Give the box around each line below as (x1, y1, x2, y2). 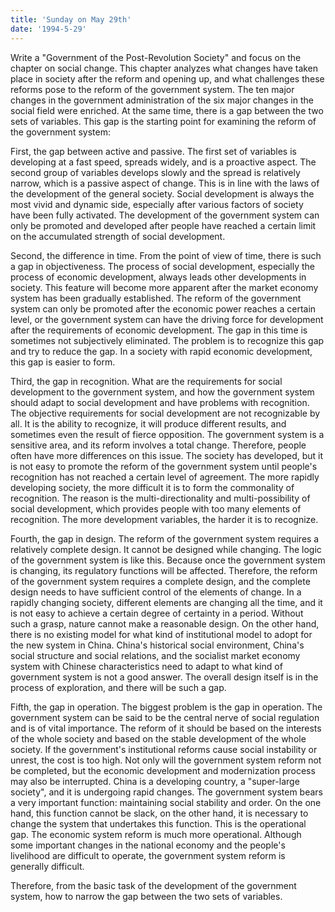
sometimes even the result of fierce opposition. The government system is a (10, 428, 325, 440)
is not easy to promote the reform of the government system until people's (10, 460, 318, 472)
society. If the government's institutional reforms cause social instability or (10, 743, 318, 755)
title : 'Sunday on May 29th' (10, 14, 132, 25)
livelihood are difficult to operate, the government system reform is (10, 849, 286, 861)
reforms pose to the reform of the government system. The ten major (10, 83, 295, 95)
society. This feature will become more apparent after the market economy (10, 281, 319, 293)
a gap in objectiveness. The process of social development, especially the (10, 260, 315, 272)
